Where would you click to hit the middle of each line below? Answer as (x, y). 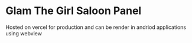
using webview (24, 33)
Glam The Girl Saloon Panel (74, 11)
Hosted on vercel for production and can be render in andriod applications (96, 27)
